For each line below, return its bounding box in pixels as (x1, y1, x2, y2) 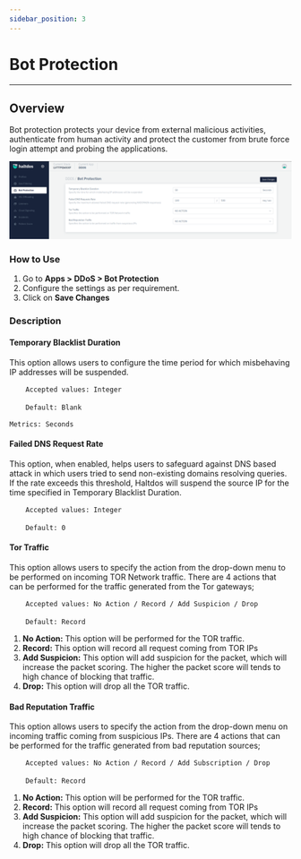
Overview (9, 100, 65, 116)
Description (9, 314, 62, 327)
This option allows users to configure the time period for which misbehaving (9, 356, 290, 367)
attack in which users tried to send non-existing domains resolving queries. (9, 468, 288, 478)
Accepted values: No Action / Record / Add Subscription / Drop (25, 759, 271, 768)
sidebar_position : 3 (9, 14, 87, 23)
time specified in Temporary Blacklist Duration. (9, 486, 182, 497)
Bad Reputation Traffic (9, 701, 96, 712)
